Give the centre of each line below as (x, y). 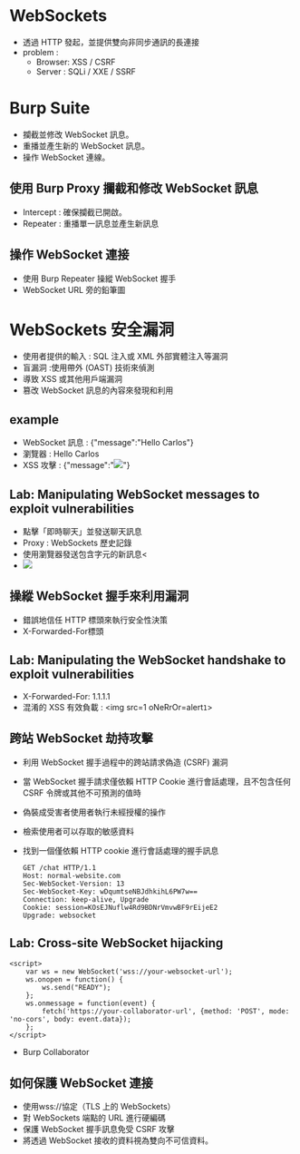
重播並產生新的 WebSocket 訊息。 (86, 145)
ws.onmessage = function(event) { (91, 1003)
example (34, 420)
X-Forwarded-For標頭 (63, 631)
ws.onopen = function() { (75, 980)
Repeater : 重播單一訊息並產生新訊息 (91, 223)
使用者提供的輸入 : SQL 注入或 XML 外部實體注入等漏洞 (125, 357)
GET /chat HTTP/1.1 (59, 867)
